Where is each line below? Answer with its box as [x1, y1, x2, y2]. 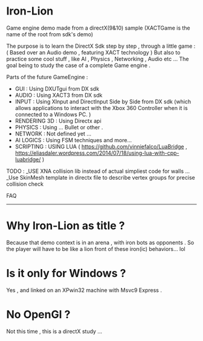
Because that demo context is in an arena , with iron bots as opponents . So [6, 239, 195, 246]
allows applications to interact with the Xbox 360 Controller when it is [14, 104, 188, 111]
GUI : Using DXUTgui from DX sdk [14, 85, 100, 92]
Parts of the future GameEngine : [6, 73, 88, 80]
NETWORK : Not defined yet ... [14, 130, 92, 137]
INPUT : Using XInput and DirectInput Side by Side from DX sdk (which [14, 98, 192, 105]
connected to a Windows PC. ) [14, 111, 91, 118]
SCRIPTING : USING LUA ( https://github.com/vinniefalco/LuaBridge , [14, 143, 187, 150]
